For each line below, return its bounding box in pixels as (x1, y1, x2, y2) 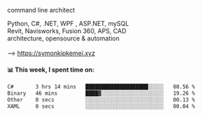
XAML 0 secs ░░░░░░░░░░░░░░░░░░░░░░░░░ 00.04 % (7, 102, 196, 110)
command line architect (7, 6, 75, 14)
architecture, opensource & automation (7, 34, 120, 42)
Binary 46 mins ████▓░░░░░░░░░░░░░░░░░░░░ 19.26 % (7, 90, 196, 97)
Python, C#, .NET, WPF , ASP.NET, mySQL (7, 19, 129, 27)
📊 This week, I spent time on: (7, 65, 95, 74)
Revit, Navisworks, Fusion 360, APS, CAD (7, 27, 127, 35)
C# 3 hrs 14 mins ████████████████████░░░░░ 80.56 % (7, 84, 196, 91)
